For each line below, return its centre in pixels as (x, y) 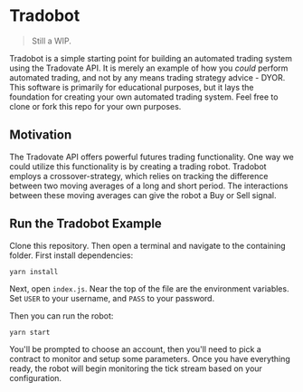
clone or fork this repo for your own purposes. (95, 106)
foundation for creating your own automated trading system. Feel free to (144, 97)
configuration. (35, 378)
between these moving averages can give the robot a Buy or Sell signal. (143, 195)
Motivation (41, 135)
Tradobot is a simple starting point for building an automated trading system (151, 58)
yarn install (34, 272)
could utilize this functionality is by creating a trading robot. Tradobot (138, 166)
